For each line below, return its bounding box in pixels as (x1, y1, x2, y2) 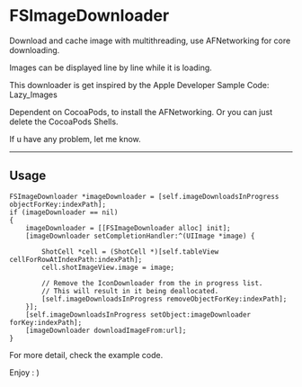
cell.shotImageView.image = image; (41, 263, 175, 272)
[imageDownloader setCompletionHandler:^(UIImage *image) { (25, 231, 255, 240)
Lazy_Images (9, 89, 58, 100)
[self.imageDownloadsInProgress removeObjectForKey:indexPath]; (41, 294, 288, 303)
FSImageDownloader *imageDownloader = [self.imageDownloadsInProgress (9, 192, 280, 201)
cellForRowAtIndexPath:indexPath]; (9, 255, 143, 264)
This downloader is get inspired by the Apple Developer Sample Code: (9, 79, 270, 90)
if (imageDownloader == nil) (9, 208, 119, 217)
